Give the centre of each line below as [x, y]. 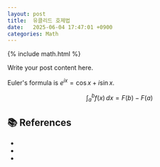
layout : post [27, 14]
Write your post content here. [50, 68]
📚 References [39, 123]
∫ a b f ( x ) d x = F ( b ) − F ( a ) [119, 98]
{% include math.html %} [44, 54]
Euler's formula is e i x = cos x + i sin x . [61, 82]
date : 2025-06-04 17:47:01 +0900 [60, 27]
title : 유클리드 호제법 [39, 21]
